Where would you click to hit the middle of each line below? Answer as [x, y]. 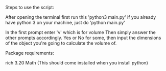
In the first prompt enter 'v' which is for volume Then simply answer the [80, 32]
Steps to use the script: [30, 7]
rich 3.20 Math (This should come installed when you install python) [77, 63]
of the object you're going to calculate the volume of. [61, 43]
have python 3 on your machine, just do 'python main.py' [65, 23]
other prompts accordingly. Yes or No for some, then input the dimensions [83, 38]
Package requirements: [30, 53]
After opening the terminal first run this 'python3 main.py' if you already [81, 17]
